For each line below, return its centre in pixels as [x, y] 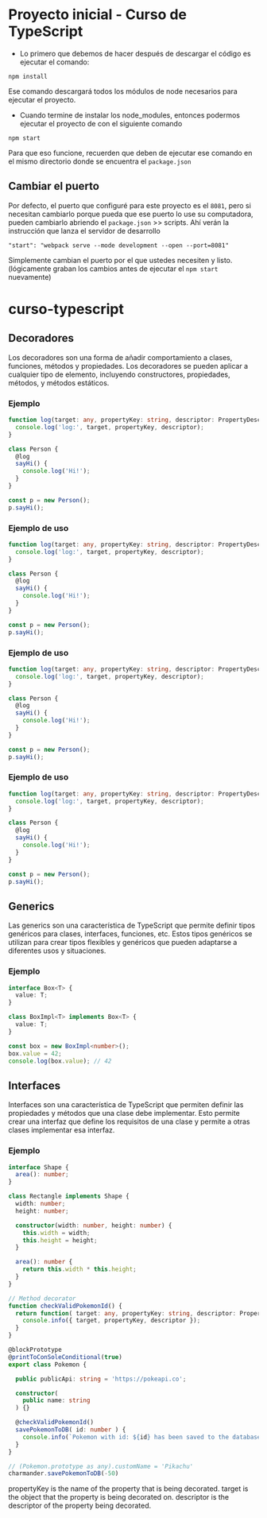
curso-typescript [66, 309]
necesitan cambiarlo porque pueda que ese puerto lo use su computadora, [131, 214]
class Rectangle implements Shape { [69, 1197]
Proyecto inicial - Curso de [98, 15]
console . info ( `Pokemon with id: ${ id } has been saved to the [126, 1437]
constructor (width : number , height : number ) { [94, 1226]
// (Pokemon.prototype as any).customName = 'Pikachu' [101, 1466]
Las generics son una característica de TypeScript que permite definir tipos [132, 926]
